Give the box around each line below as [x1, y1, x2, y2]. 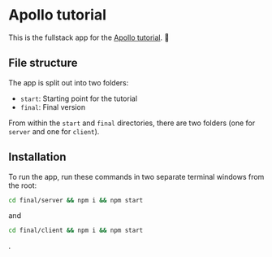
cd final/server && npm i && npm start [8, 196, 144, 204]
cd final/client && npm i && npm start [8, 226, 144, 235]
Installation [8, 150, 67, 164]
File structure [8, 56, 78, 70]
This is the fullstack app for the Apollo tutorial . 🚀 [8, 33, 170, 42]
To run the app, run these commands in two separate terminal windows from [8, 172, 265, 181]
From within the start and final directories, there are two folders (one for [8, 118, 256, 128]
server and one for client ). [8, 126, 100, 136]
